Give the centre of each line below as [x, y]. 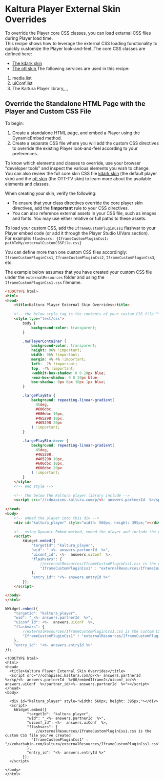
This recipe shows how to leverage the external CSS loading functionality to [81, 43]
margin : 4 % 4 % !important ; [59, 359]
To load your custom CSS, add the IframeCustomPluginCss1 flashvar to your [81, 228]
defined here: [19, 54]
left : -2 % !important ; [54, 364]
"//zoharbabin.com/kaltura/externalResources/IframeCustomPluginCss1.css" [83, 744]
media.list [22, 78]
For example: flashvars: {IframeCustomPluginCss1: [57, 238]
